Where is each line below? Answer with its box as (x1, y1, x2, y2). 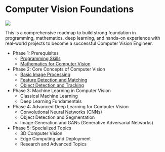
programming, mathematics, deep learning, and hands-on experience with (5, 35, 160, 41)
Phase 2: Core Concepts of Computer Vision (12, 66, 105, 72)
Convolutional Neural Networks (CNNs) (20, 109, 102, 115)
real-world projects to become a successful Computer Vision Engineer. (5, 40, 153, 46)
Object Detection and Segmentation (20, 114, 95, 120)
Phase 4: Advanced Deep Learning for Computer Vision (12, 103, 129, 109)
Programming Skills (20, 55, 61, 61)
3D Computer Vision (20, 130, 63, 136)
